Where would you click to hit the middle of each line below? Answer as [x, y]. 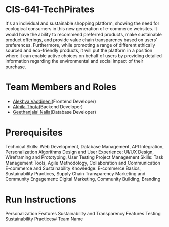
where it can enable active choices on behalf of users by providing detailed [84, 56]
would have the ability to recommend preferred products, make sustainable [83, 34]
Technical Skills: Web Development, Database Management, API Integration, [85, 146]
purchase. [16, 67]
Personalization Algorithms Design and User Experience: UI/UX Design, [80, 152]
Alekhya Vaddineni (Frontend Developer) [54, 101]
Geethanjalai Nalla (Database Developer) [54, 112]
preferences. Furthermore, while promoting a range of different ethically [80, 45]
